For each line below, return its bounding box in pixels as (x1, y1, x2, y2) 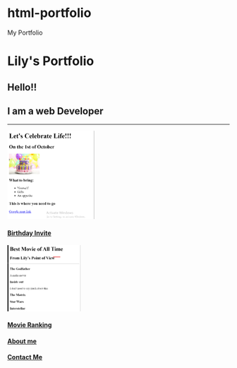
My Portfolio (7, 28, 43, 37)
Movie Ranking (7, 321, 52, 329)
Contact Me (7, 353, 43, 362)
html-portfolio (7, 5, 92, 21)
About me (7, 337, 37, 345)
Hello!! (7, 81, 37, 93)
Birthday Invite (7, 228, 51, 237)
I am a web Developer (7, 105, 104, 117)
